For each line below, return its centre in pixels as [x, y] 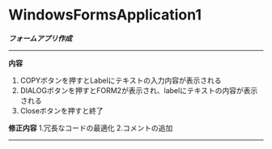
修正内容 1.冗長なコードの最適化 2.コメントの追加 [91, 128]
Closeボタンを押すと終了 [62, 110]
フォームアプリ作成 [40, 38]
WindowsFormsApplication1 [105, 15]
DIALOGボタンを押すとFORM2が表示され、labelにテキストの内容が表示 [139, 90]
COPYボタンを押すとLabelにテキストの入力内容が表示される [121, 80]
